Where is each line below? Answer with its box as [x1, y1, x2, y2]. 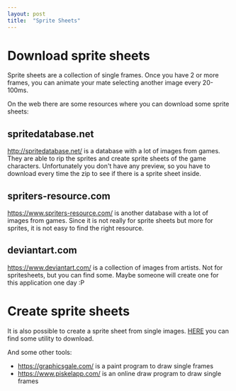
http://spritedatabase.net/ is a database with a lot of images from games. [7, 147, 221, 155]
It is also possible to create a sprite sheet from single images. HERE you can [7, 326, 229, 335]
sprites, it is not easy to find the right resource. [7, 224, 144, 233]
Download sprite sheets [7, 48, 150, 64]
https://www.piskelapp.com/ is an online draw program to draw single [17, 369, 222, 378]
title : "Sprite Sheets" [7, 17, 81, 24]
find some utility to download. [7, 334, 94, 343]
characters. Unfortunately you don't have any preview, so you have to [7, 162, 210, 170]
